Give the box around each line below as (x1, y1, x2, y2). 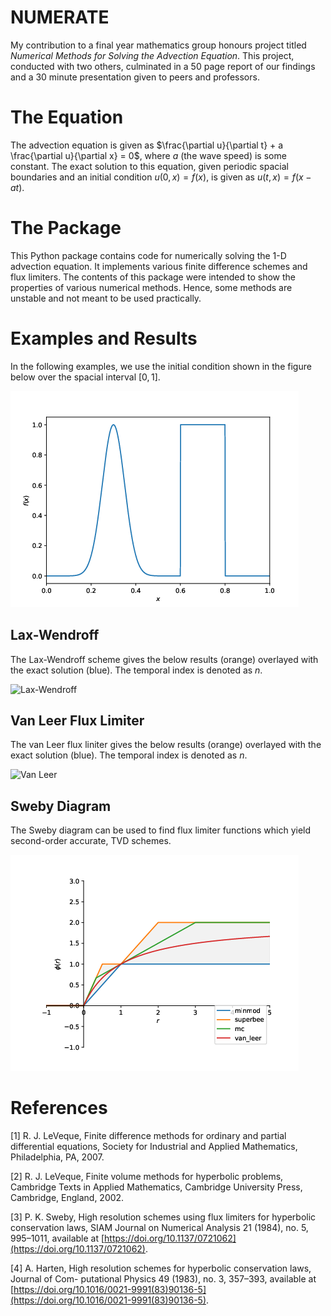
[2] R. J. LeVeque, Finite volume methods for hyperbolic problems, (10, 1171, 284, 1183)
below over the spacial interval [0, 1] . (10, 371, 161, 383)
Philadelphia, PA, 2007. (10, 1151, 105, 1163)
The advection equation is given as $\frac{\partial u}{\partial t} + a (10, 139, 284, 151)
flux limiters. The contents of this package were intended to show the (10, 271, 297, 283)
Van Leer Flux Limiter (10, 712, 145, 729)
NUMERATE (10, 6, 110, 29)
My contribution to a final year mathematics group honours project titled (10, 39, 307, 51)
